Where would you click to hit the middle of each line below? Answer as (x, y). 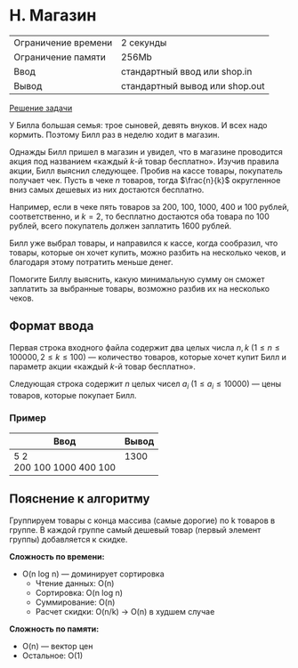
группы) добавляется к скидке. (68, 539)
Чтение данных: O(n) (75, 583)
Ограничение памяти (60, 57)
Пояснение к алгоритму (80, 499)
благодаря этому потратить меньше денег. (91, 262)
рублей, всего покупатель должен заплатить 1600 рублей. (121, 225)
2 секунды (144, 43)
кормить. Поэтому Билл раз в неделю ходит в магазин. (115, 134)
